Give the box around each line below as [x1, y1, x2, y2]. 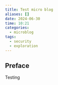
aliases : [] [5, 12, 29, 17]
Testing [5, 74, 20, 81]
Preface [5, 62, 30, 70]
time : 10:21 [5, 21, 29, 26]
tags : [5, 35, 16, 40]
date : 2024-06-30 [5, 16, 40, 21]
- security [9, 39, 32, 44]
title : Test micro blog [5, 7, 54, 12]
